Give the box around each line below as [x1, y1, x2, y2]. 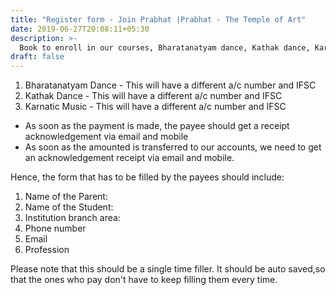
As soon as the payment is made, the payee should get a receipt [24, 120, 290, 132]
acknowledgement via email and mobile [24, 131, 189, 143]
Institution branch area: [24, 212, 121, 224]
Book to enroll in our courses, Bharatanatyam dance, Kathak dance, [19, 42, 311, 53]
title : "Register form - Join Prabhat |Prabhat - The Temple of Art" [10, 14, 307, 25]
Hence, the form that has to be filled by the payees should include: [10, 171, 285, 183]
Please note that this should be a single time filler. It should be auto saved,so [10, 263, 326, 275]
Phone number [24, 222, 87, 235]
